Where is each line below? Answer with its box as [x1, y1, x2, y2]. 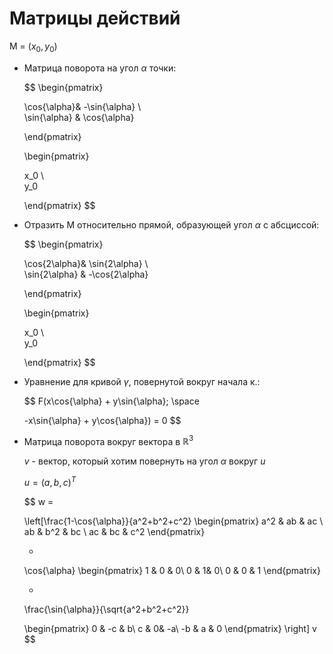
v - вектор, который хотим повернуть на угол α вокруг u [23, 455, 266, 467]
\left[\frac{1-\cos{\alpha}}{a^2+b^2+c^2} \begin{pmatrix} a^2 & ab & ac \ [23, 515, 324, 527]
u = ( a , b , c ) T [23, 475, 77, 489]
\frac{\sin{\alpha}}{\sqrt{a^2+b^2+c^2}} [23, 603, 190, 616]
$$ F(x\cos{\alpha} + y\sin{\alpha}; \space [23, 395, 200, 407]
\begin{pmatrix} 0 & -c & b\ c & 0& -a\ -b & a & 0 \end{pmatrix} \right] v [23, 623, 317, 635]
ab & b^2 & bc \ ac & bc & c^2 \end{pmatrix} [23, 526, 206, 538]
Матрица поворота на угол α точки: [23, 62, 177, 74]
